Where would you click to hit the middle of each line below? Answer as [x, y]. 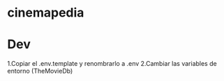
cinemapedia [46, 13]
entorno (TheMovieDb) [40, 71]
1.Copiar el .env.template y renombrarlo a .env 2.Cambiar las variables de [112, 64]
